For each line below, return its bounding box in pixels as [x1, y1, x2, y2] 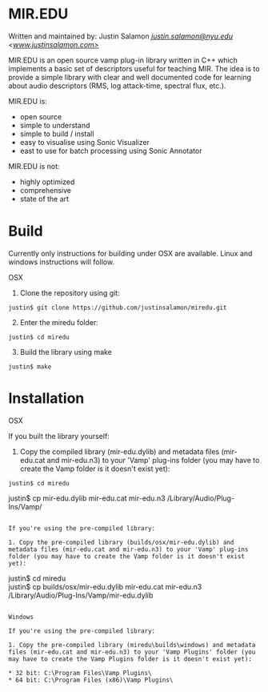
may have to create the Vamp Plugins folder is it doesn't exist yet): [8, 654, 252, 663]
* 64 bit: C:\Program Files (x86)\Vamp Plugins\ [8, 676, 174, 684]
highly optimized [19, 177, 75, 187]
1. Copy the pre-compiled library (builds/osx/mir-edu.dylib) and [8, 538, 234, 546]
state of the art [19, 194, 70, 203]
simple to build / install [19, 129, 94, 139]
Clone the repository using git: [19, 288, 120, 297]
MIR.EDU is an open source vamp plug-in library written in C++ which [8, 55, 238, 65]
